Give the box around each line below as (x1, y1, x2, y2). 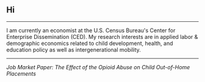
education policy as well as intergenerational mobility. (6, 46, 142, 53)
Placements (6, 70, 37, 77)
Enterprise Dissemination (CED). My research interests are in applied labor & (6, 33, 198, 40)
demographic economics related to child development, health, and (6, 39, 173, 47)
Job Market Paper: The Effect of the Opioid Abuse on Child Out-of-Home (6, 63, 190, 70)
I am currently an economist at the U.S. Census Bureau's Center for (6, 27, 176, 34)
